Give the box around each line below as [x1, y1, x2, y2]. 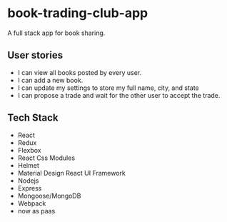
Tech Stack [7, 112, 59, 124]
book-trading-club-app [7, 5, 148, 21]
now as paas [17, 206, 56, 215]
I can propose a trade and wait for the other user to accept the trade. [17, 91, 221, 99]
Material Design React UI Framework [17, 168, 126, 177]
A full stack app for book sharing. [7, 29, 106, 37]
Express [17, 183, 42, 192]
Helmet [17, 161, 39, 169]
